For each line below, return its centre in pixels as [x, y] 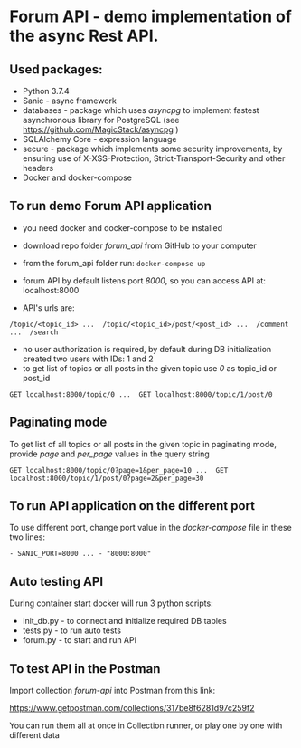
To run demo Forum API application [111, 206]
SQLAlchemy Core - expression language [99, 139]
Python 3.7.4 [46, 91]
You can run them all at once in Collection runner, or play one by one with [146, 725]
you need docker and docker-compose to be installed [122, 227]
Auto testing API [56, 581]
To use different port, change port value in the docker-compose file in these [150, 528]
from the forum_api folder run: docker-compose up [114, 263]
